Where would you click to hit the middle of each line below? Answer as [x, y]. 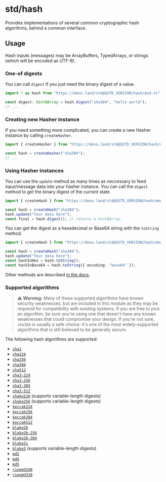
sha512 [19, 370]
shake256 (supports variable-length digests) [57, 401]
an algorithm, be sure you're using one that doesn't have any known [86, 314]
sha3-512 [21, 391]
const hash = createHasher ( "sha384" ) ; [45, 153]
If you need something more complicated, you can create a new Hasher [78, 130]
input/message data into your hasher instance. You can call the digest [77, 186]
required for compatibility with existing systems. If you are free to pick [88, 309]
